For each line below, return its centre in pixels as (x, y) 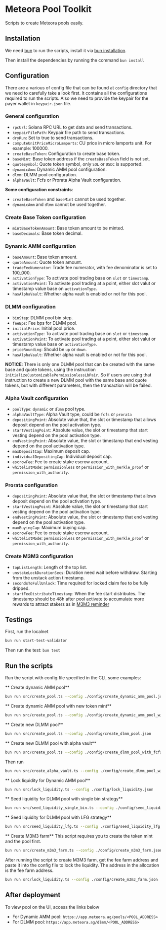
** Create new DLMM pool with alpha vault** (51, 743)
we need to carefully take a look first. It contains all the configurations (76, 93)
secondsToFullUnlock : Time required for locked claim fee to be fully (80, 583)
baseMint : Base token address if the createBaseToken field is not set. (81, 159)
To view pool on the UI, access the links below (52, 907)
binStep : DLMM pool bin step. (42, 318)
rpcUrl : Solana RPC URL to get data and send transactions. (72, 127)
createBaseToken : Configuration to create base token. (66, 153)
